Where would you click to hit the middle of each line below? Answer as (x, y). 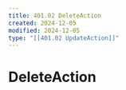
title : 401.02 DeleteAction (55, 16)
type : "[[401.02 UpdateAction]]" (64, 38)
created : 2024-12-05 (43, 23)
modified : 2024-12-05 (44, 30)
